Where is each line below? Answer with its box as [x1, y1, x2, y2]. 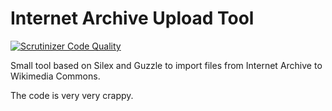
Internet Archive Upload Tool [10, 7, 255, 30]
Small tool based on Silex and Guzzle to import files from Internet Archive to [10, 59, 323, 71]
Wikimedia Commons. [10, 70, 101, 82]
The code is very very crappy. [10, 89, 134, 101]
